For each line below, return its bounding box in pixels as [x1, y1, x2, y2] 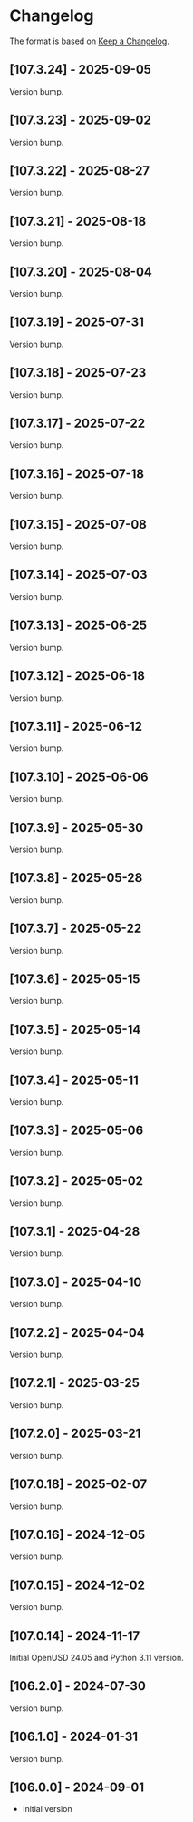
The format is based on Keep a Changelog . [9, 35, 169, 46]
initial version [22, 1804, 72, 1815]
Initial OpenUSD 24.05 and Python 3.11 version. [9, 1652, 184, 1663]
